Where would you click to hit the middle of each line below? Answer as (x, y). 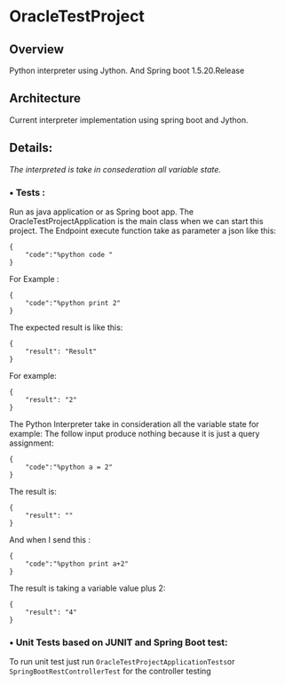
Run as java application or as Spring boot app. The (101, 212)
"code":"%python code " (69, 254)
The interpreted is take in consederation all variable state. (115, 169)
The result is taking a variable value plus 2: (87, 588)
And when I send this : (50, 539)
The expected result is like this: (66, 327)
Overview (37, 49)
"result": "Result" (61, 351)
